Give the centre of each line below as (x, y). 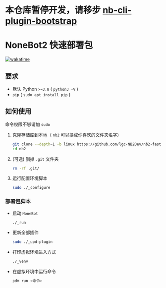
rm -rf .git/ (26, 168)
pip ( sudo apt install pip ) (41, 94)
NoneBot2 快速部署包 (49, 45)
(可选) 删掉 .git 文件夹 (35, 159)
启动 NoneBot (25, 213)
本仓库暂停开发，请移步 (53, 10)
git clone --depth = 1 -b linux (44, 144)
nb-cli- (117, 10)
